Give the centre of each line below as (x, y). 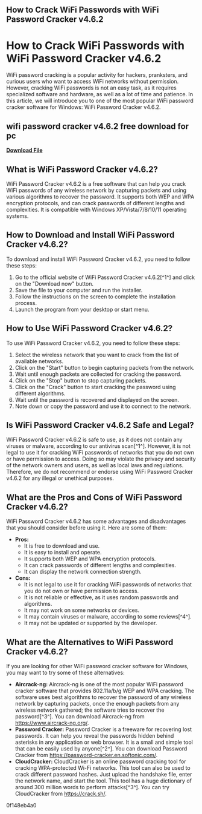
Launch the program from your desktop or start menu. (82, 309)
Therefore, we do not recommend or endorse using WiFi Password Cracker (99, 472)
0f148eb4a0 (21, 806)
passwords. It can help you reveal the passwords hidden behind (94, 736)
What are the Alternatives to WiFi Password (90, 642)
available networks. (39, 361)
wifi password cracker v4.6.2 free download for (97, 126)
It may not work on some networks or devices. (82, 610)
